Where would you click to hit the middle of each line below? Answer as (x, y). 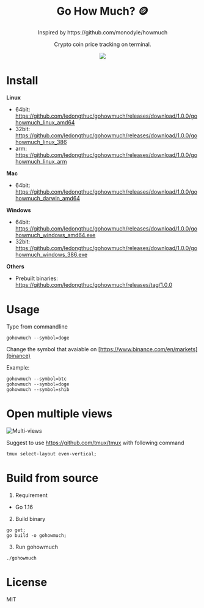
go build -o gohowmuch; (37, 535)
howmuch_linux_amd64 (45, 122)
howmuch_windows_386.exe (51, 254)
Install (22, 81)
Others (15, 266)
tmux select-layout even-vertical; (52, 454)
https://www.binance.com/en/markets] (149, 349)
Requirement (31, 495)
